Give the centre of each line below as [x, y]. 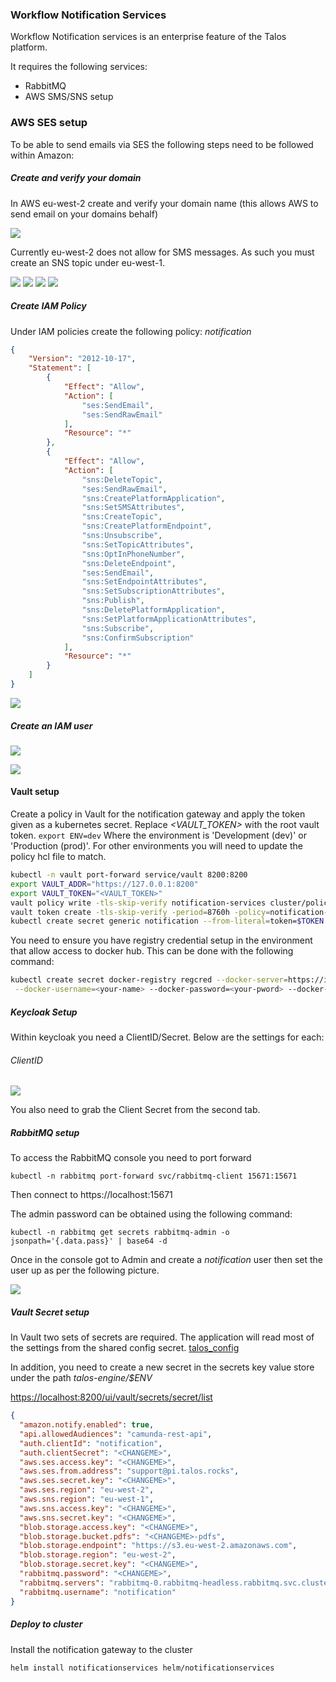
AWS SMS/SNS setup [69, 97]
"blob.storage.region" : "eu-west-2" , [98, 1555]
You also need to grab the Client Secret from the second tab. [135, 1110]
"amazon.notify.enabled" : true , [87, 1425]
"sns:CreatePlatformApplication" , [153, 498]
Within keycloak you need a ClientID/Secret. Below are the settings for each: [167, 1037]
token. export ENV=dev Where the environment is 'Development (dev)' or [158, 835]
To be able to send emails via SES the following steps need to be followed [162, 144]
